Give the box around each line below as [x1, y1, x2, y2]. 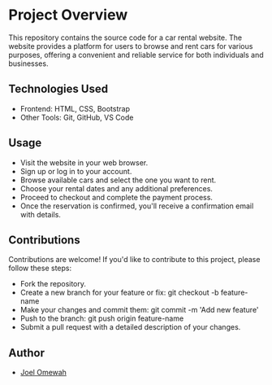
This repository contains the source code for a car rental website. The [8, 33, 242, 42]
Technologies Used [8, 82, 108, 96]
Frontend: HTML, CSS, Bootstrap [19, 103, 130, 113]
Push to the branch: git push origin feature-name [19, 313, 184, 323]
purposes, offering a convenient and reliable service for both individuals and [8, 50, 264, 59]
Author [8, 346, 45, 360]
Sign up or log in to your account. [19, 166, 132, 176]
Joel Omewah [19, 368, 67, 378]
